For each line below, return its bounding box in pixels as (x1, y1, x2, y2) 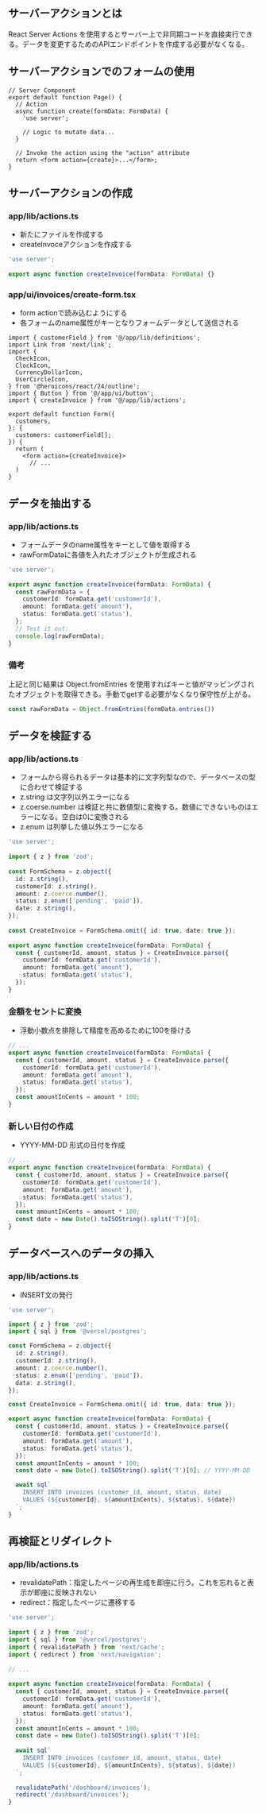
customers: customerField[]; (15, 431, 112, 439)
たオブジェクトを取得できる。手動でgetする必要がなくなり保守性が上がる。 (8, 689, 256, 698)
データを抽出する (8, 497, 92, 510)
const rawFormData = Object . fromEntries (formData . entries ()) (8, 705, 215, 713)
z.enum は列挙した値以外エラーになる (19, 822, 145, 832)
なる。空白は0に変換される (40, 812, 129, 821)
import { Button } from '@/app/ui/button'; (8, 389, 155, 398)
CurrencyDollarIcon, (15, 369, 83, 377)
